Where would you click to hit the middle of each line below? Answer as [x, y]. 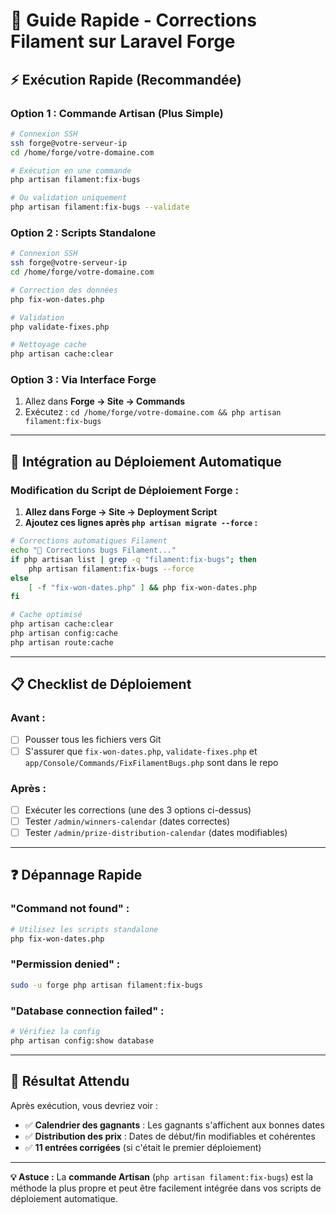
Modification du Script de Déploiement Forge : [124, 490]
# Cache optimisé [46, 615]
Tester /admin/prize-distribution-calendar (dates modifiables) [156, 833]
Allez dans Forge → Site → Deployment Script [121, 512]
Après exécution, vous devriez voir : [84, 1105]
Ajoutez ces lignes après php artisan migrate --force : [141, 523]
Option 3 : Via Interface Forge [83, 380]
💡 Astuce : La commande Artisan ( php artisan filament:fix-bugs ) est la [162, 1176]
